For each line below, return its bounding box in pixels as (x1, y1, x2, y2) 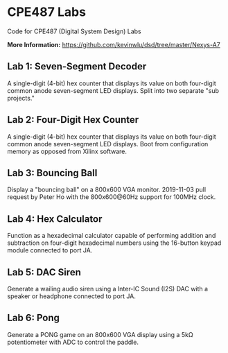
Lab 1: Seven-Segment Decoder (7, 60, 147, 73)
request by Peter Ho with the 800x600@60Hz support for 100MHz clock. (7, 193, 216, 201)
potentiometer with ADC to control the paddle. (7, 338, 139, 346)
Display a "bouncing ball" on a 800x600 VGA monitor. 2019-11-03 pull (7, 185, 207, 194)
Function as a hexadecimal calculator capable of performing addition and (7, 232, 216, 240)
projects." (7, 94, 35, 102)
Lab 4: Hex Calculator (7, 213, 103, 225)
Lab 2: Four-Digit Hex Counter (7, 114, 139, 126)
